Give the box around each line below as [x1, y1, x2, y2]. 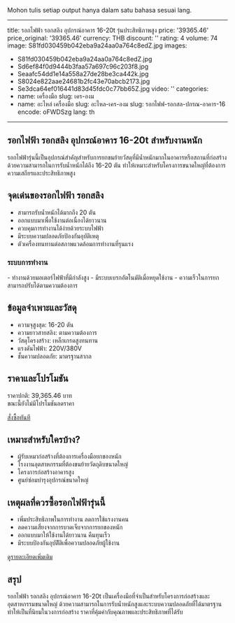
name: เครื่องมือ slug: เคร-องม [17, 92, 94, 100]
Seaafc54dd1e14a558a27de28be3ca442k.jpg [17, 70, 149, 78]
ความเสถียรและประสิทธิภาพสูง [7, 169, 76, 177]
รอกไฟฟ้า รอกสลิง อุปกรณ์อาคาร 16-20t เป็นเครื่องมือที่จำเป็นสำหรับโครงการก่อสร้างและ [7, 592, 211, 600]
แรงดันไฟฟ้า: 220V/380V [17, 344, 83, 352]
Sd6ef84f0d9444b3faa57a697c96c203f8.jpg [17, 62, 149, 71]
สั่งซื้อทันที [7, 413, 31, 422]
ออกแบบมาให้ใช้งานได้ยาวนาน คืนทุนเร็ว [17, 531, 111, 539]
